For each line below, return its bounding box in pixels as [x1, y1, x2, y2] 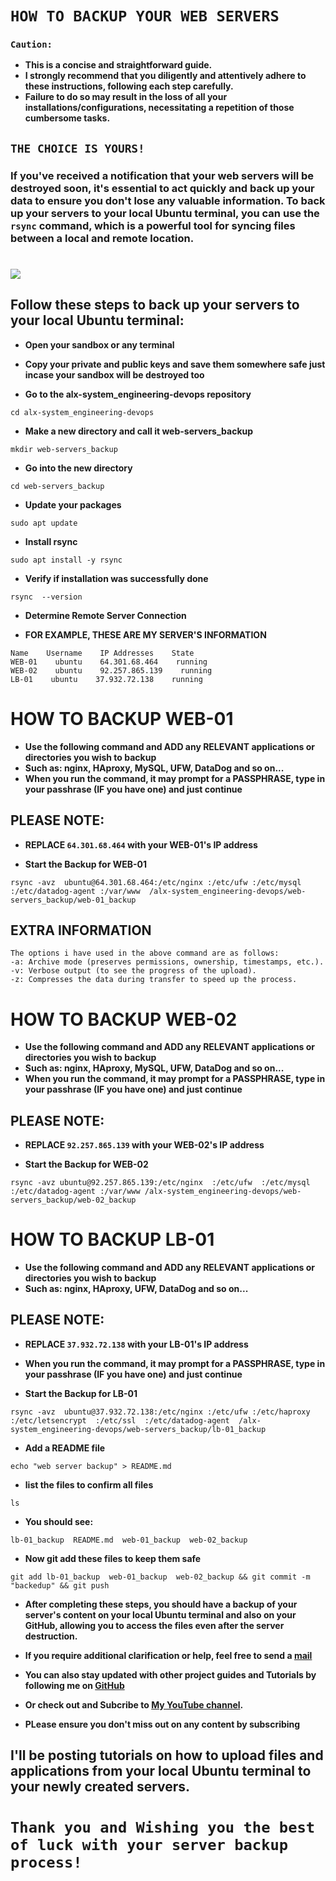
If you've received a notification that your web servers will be [10, 168, 314, 182]
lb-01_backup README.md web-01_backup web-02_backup [10, 1535, 248, 1545]
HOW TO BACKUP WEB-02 [10, 1008, 238, 1031]
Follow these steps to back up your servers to [10, 297, 300, 314]
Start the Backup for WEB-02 [24, 1158, 149, 1171]
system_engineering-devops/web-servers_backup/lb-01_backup [10, 1424, 267, 1434]
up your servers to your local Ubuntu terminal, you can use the [10, 206, 320, 220]
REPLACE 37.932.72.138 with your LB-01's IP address [24, 1338, 249, 1350]
